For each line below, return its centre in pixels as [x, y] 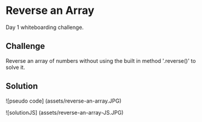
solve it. [15, 67]
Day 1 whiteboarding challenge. [45, 27]
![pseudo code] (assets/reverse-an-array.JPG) [64, 101]
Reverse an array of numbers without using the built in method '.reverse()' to [101, 60]
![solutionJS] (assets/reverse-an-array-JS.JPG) [65, 112]
